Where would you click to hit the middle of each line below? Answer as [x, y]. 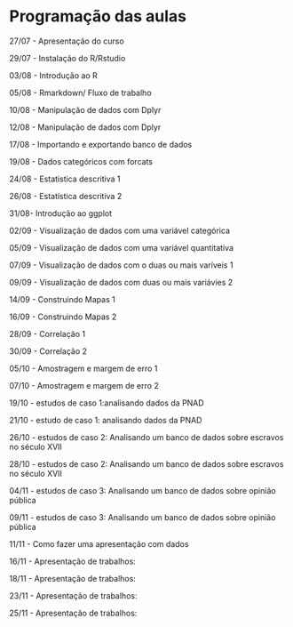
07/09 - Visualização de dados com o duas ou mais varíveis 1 [121, 265]
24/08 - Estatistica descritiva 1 [65, 179]
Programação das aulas [98, 16]
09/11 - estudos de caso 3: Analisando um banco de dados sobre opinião [143, 517]
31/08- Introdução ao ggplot [61, 213]
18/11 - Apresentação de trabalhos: [72, 578]
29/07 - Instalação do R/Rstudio [67, 58]
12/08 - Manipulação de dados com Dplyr [85, 127]
